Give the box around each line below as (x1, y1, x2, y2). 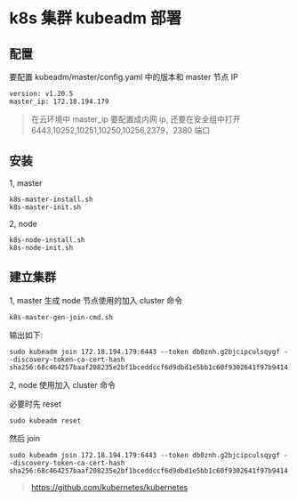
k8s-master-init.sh (9, 202, 82, 212)
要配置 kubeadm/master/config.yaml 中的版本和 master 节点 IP (9, 72, 238, 82)
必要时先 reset (9, 398, 62, 409)
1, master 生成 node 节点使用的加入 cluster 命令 (9, 295, 183, 305)
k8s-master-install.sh (9, 195, 93, 204)
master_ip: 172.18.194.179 (9, 97, 109, 106)
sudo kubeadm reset (9, 416, 82, 425)
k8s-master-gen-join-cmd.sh (9, 312, 114, 321)
